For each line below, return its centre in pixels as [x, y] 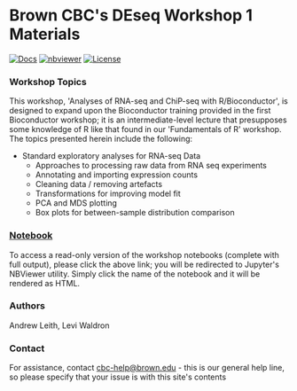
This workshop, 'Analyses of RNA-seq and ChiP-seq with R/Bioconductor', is [148, 101]
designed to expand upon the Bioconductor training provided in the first [140, 111]
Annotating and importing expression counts [116, 175]
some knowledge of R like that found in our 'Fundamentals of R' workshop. [145, 129]
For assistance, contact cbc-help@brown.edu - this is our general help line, [147, 368]
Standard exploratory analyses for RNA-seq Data [111, 156]
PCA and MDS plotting [76, 203]
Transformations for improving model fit [108, 194]
